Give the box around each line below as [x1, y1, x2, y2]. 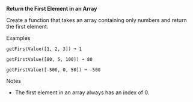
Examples [6, 35, 31, 41]
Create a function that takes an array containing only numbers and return [6, 17, 188, 23]
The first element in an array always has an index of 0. [14, 89, 150, 96]
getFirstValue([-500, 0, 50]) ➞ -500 [6, 67, 101, 73]
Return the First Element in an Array [6, 5, 97, 12]
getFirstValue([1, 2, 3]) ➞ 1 [6, 46, 82, 52]
